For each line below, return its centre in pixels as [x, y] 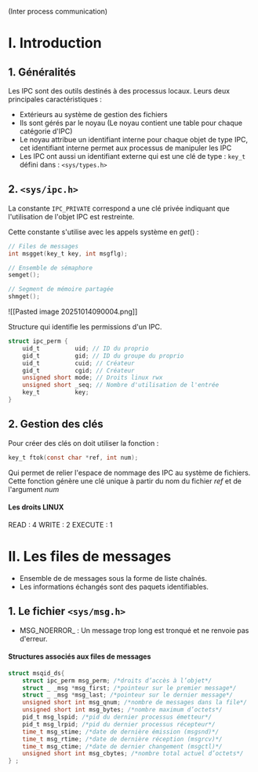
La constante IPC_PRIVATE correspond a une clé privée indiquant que [119, 208]
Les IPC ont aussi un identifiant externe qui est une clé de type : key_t [133, 156]
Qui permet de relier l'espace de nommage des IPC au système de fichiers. [129, 472]
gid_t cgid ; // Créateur [78, 370]
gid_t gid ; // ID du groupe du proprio [103, 356]
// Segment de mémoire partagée [61, 289]
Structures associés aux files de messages [80, 656]
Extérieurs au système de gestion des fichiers [93, 114]
